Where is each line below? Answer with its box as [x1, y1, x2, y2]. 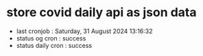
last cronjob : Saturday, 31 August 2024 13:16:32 [16, 27, 153, 35]
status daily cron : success [16, 41, 93, 49]
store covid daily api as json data [6, 5, 197, 20]
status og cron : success [16, 34, 86, 42]
